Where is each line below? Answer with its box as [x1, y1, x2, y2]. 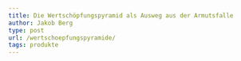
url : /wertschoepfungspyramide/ [8, 33, 116, 42]
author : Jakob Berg [8, 19, 73, 27]
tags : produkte [8, 41, 59, 49]
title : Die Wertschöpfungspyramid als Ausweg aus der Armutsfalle [8, 11, 234, 20]
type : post [8, 26, 45, 34]
